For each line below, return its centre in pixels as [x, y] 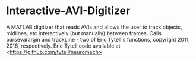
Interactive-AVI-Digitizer [68, 11]
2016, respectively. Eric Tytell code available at [63, 46]
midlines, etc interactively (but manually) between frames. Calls [84, 33]
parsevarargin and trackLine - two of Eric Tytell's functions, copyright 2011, [98, 39]
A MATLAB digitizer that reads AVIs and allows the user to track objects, [94, 27]
